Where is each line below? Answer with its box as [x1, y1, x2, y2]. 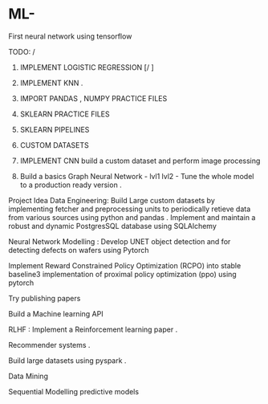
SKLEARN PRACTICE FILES [19, 109, 110, 119]
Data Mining [8, 371, 48, 381]
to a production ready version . [19, 180, 122, 190]
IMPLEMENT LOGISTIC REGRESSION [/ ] [19, 62, 154, 72]
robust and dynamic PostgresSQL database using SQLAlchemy [8, 221, 217, 231]
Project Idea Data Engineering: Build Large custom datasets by [8, 195, 215, 205]
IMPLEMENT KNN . [19, 78, 83, 88]
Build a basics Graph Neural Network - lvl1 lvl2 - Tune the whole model [19, 171, 254, 181]
